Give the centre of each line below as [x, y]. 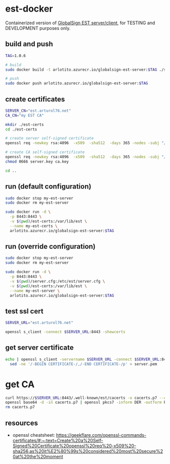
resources [22, 423]
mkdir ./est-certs [25, 124]
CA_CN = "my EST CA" [25, 115]
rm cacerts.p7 [20, 407]
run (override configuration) [51, 246]
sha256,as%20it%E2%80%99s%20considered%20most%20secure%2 [88, 451]
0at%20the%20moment [38, 456]
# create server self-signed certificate [50, 138]
